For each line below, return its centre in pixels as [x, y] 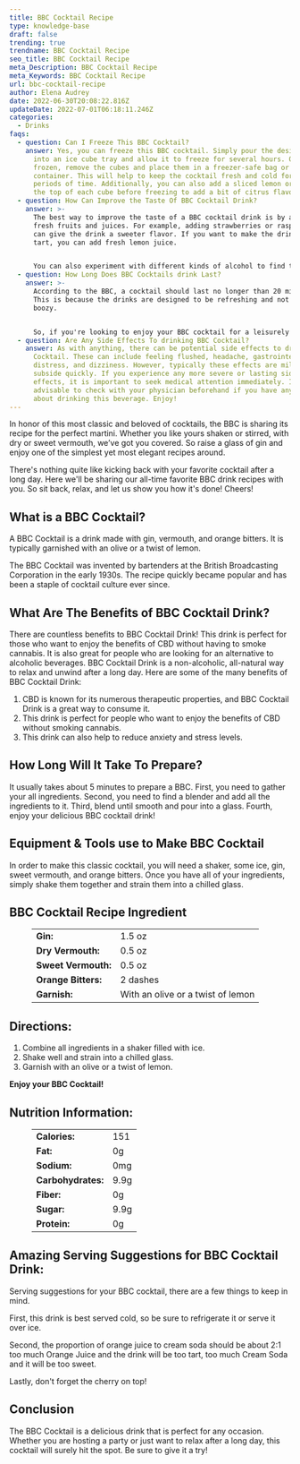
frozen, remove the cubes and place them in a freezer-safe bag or [161, 167]
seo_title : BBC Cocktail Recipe [69, 59]
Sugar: [50, 1210]
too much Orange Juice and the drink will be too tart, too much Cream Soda [149, 1354]
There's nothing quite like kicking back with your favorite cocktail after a [142, 470]
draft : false [33, 34]
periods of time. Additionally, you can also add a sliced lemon [157, 184]
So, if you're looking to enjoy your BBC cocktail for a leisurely [161, 332]
